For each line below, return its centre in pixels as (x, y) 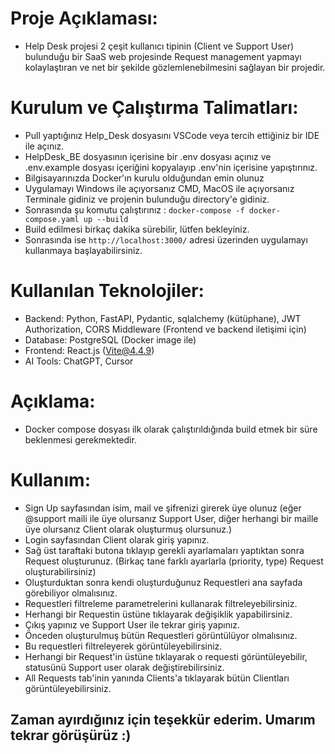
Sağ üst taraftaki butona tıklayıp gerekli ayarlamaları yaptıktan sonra (164, 550)
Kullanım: (50, 479)
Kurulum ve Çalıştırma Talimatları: (154, 108)
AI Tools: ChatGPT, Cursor (79, 361)
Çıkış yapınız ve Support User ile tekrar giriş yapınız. (132, 624)
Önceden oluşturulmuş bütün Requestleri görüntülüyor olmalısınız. (161, 635)
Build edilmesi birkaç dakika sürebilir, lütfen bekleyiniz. (137, 229)
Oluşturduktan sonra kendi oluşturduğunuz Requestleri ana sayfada (163, 582)
